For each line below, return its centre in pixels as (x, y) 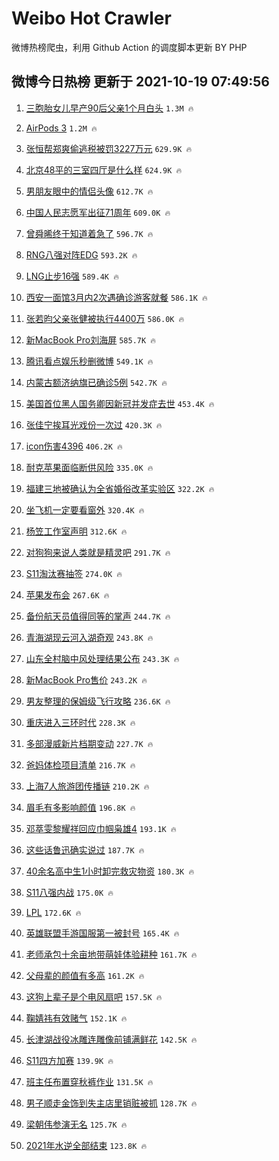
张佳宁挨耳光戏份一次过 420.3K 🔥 (94, 424)
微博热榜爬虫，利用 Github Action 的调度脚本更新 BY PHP (129, 47)
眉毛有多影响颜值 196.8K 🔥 (80, 807)
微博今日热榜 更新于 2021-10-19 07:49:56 (140, 82)
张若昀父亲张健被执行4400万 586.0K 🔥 (105, 318)
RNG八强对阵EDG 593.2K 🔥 (81, 254)
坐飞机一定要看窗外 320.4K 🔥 (85, 509)
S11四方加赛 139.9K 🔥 (69, 1060)
